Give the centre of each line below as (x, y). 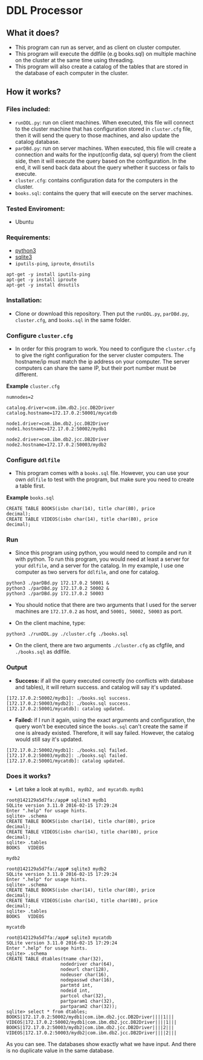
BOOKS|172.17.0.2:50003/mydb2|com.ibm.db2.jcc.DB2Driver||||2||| (90, 1028)
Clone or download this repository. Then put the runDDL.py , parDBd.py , (102, 313)
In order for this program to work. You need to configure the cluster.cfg (105, 349)
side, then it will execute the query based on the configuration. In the (101, 161)
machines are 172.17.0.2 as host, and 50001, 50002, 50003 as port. (99, 612)
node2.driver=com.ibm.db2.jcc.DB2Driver (58, 439)
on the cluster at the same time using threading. (75, 60)
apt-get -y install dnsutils (43, 285)
